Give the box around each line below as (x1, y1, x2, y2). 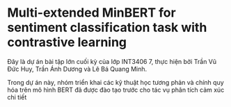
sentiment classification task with (7, 19, 207, 35)
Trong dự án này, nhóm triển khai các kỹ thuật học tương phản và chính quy (7, 78, 224, 86)
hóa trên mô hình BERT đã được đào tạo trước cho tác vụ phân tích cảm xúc (7, 85, 225, 94)
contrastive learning (7, 35, 127, 50)
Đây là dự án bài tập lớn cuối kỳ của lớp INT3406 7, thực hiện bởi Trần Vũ (7, 57, 217, 65)
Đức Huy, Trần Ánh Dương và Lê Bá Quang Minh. (7, 65, 148, 73)
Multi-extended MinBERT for (7, 5, 176, 21)
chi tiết (7, 92, 27, 101)
